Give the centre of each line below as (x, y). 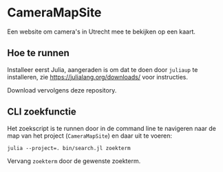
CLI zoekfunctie (42, 112)
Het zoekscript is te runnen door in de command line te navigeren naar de (112, 128)
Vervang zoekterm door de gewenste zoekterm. (74, 161)
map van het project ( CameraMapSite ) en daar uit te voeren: (90, 136)
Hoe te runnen (39, 53)
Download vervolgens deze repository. (62, 90)
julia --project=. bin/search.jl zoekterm (69, 148)
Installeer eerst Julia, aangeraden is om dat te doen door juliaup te (103, 69)
